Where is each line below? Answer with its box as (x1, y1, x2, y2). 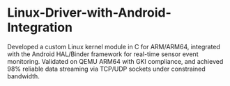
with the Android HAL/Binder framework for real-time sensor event (7, 50, 199, 58)
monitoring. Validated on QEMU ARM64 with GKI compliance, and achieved (7, 57, 224, 65)
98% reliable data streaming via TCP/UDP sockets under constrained (7, 64, 206, 73)
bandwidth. (7, 71, 40, 80)
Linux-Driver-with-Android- (7, 5, 172, 21)
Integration (7, 19, 73, 35)
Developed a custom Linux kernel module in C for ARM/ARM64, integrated (7, 42, 221, 51)
